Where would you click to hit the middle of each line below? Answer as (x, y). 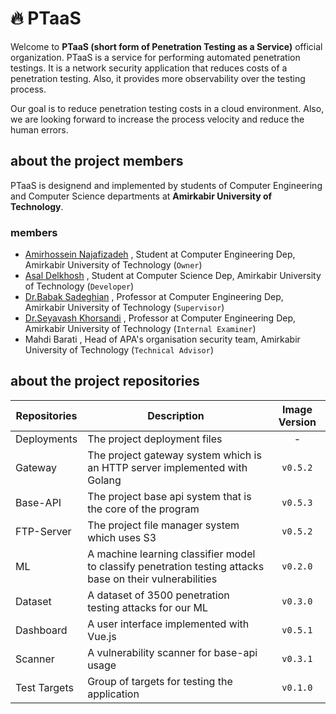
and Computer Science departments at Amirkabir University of (141, 196)
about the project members (97, 161)
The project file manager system (163, 525)
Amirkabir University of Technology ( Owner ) (113, 265)
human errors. (39, 129)
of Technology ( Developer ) (79, 286)
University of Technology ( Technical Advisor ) (119, 350)
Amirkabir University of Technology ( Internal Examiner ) (140, 329)
